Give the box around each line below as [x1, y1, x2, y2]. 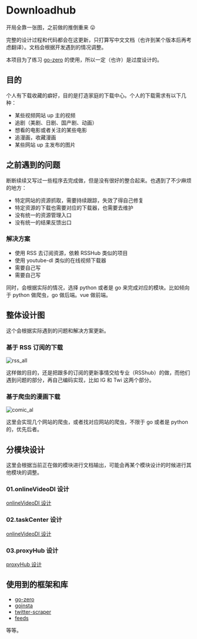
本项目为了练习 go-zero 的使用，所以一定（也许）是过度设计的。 [6, 56, 163, 63]
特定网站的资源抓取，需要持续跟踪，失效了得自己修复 [14, 197, 144, 204]
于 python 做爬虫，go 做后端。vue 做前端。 [6, 291, 111, 298]
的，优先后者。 [6, 426, 42, 433]
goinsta [14, 602, 34, 609]
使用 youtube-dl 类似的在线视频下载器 [14, 257, 106, 264]
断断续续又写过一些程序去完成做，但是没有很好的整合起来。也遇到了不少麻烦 [6, 177, 192, 184]
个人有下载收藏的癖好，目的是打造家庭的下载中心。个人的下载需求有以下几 [6, 92, 186, 99]
